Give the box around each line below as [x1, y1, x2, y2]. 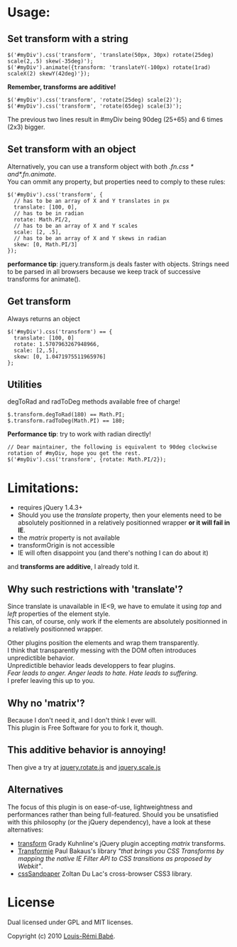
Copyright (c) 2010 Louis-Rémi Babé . [7, 931, 116, 940]
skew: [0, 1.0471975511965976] [13, 353, 106, 360]
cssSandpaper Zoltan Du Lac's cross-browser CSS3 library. [17, 869, 193, 878]
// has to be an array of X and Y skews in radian [13, 234, 167, 242]
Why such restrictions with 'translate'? [7, 583, 183, 595]
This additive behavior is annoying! [7, 744, 167, 756]
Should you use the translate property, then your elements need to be [17, 511, 222, 520]
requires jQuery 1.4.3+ [17, 503, 83, 512]
